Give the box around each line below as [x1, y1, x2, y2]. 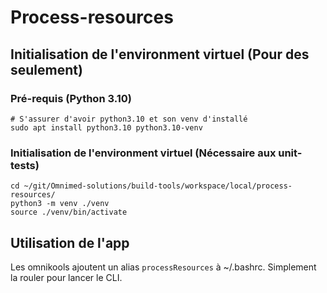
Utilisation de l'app [10, 234, 130, 251]
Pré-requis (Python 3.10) [10, 91, 132, 105]
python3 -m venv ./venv [10, 199, 110, 209]
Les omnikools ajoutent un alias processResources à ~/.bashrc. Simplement [10, 261, 317, 273]
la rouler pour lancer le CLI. [10, 271, 123, 283]
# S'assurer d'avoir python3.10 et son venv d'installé [10, 114, 248, 124]
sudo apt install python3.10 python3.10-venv [10, 122, 203, 133]
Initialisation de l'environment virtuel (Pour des [10, 46, 310, 63]
